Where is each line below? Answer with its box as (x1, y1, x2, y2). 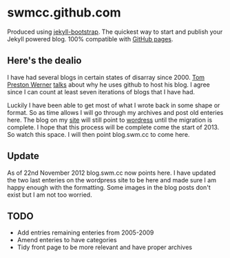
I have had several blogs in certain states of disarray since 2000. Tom (7, 73, 205, 81)
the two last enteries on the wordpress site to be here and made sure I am (7, 175, 217, 184)
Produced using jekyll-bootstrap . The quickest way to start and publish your (7, 28, 223, 36)
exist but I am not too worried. (7, 191, 92, 199)
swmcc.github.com (7, 5, 122, 21)
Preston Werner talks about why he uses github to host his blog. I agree (7, 80, 210, 89)
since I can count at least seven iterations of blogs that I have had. (7, 87, 195, 96)
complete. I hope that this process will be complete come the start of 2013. (7, 122, 220, 131)
